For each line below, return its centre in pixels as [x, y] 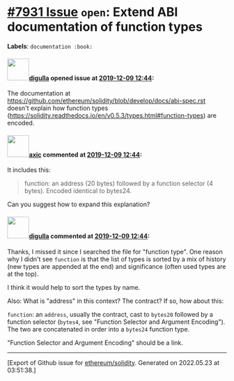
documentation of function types [105, 27]
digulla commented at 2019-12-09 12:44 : [89, 236]
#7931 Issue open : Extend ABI [93, 12]
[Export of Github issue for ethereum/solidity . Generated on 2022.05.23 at [114, 362]
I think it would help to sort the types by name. [74, 287]
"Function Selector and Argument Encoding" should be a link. [95, 343]
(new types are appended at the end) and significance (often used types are [117, 266]
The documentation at [39, 93]
